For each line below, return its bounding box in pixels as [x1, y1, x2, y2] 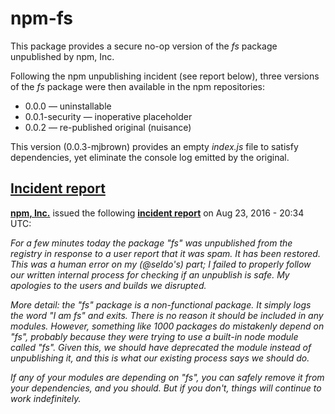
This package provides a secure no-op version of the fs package [10, 40, 278, 52]
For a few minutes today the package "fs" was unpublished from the [10, 237, 293, 249]
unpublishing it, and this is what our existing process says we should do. [10, 352, 310, 364]
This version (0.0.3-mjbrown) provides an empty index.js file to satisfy [10, 140, 299, 152]
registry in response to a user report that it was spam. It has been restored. [10, 247, 321, 259]
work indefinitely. [10, 392, 82, 404]
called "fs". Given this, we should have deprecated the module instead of [10, 341, 312, 353]
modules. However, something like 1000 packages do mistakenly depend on [10, 320, 325, 332]
